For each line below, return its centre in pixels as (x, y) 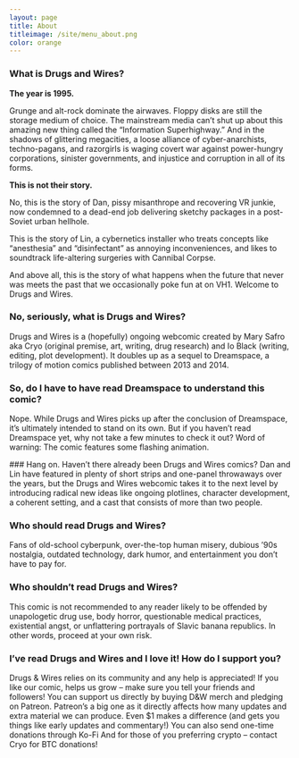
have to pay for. (38, 564)
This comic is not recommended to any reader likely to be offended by (138, 606)
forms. (21, 167)
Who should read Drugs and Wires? (88, 526)
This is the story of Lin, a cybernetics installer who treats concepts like (139, 239)
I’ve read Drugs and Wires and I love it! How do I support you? (145, 658)
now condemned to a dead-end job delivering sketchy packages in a (135, 212)
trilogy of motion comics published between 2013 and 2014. (119, 365)
